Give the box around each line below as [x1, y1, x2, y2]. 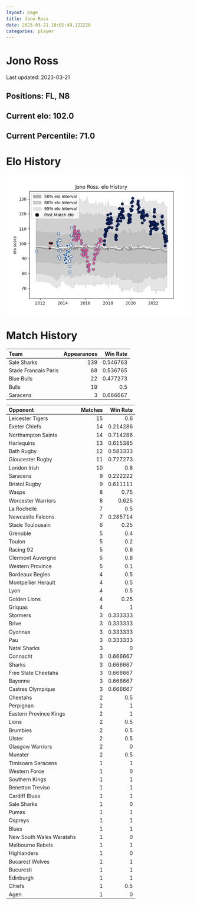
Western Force [8, 768, 45, 775]
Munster [8, 751, 29, 758]
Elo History [6, 155, 61, 168]
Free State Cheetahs [8, 669, 58, 676]
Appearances [63, 350, 98, 357]
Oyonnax [8, 628, 31, 635]
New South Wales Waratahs [8, 833, 76, 840]
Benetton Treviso [8, 784, 50, 791]
